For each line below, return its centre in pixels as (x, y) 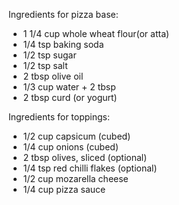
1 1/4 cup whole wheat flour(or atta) (96, 33)
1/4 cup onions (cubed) (70, 147)
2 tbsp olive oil (53, 76)
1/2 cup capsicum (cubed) (76, 136)
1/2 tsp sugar (49, 55)
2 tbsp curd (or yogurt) (70, 97)
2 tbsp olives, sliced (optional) (85, 157)
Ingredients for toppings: (59, 117)
